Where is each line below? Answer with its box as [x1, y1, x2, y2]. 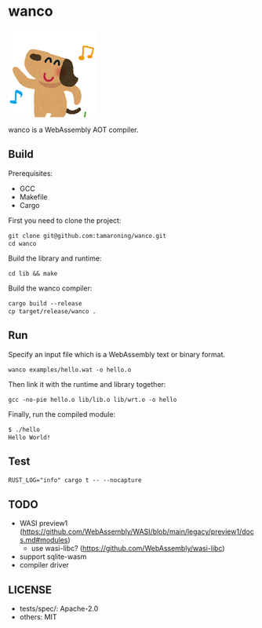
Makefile [19, 192, 48, 202]
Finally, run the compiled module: [8, 409, 116, 418]
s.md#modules [19, 535, 68, 545]
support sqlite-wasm [19, 552, 87, 561]
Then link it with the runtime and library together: [8, 379, 166, 389]
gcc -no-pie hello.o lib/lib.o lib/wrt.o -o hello [8, 396, 177, 403]
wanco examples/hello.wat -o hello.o [8, 366, 132, 374]
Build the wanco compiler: [8, 283, 93, 293]
